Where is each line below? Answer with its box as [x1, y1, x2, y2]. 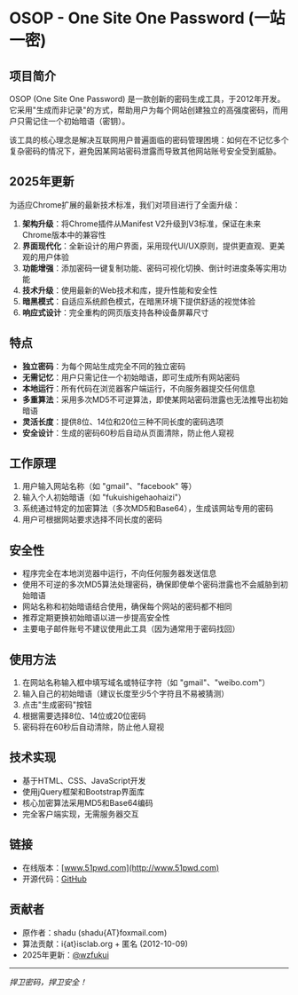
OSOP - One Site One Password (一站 [9, 8, 286, 28]
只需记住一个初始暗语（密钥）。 [16, 116, 130, 126]
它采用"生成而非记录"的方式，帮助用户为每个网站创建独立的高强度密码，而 [9, 105, 281, 115]
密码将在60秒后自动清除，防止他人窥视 [21, 722, 165, 732]
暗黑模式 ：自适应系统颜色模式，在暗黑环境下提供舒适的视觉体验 [21, 296, 255, 306]
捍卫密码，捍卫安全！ [9, 976, 87, 987]
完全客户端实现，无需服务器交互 [21, 809, 139, 819]
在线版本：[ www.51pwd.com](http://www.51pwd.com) [21, 862, 220, 873]
